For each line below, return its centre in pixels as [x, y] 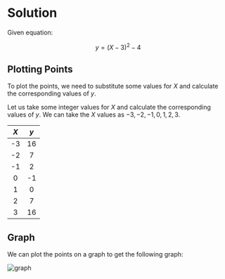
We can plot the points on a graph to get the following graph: [95, 254]
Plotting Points [40, 69]
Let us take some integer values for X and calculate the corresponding [109, 108]
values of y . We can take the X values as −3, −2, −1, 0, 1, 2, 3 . [94, 115]
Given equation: [30, 32]
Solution [32, 13]
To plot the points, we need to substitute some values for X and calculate [113, 86]
